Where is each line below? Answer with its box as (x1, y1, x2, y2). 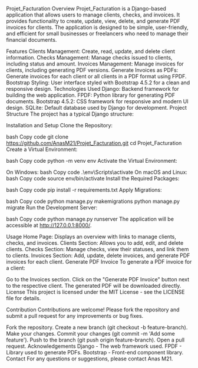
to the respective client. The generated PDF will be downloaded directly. (6, 282, 181, 289)
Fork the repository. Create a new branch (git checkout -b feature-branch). (6, 324, 188, 331)
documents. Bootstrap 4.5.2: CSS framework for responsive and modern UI (6, 98, 189, 105)
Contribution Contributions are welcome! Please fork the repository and (6, 306, 180, 313)
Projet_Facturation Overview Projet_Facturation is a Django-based (6, 5, 167, 12)
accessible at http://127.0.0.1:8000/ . (6, 222, 92, 229)
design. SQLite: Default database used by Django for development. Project (6, 104, 187, 111)
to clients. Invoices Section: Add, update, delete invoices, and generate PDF (6, 252, 190, 259)
